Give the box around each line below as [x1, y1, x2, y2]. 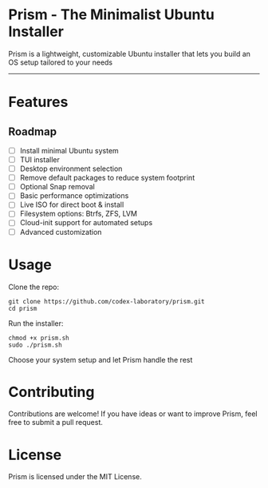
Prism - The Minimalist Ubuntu [8, 6, 215, 24]
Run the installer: [8, 318, 64, 328]
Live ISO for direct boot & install [19, 200, 124, 209]
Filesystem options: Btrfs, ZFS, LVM [19, 209, 138, 219]
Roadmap [8, 125, 57, 138]
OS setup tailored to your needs [8, 58, 113, 67]
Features [8, 93, 69, 111]
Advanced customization [19, 227, 102, 236]
